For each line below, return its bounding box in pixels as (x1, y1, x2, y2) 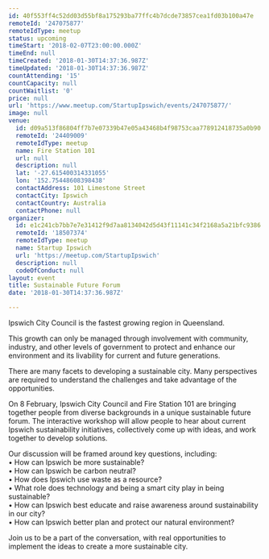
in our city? (8, 509, 46, 518)
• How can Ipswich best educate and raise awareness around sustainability (8, 500, 259, 510)
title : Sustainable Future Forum (8, 281, 121, 290)
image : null (8, 110, 48, 118)
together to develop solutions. (8, 433, 108, 443)
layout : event (8, 274, 56, 282)
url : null (15, 154, 48, 162)
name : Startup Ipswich (15, 244, 92, 252)
